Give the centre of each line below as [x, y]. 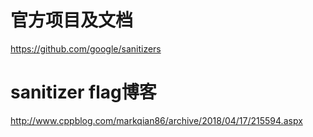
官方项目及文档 [72, 20]
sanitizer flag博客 [83, 92]
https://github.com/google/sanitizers [86, 48]
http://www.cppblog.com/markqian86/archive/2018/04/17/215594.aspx [156, 120]
